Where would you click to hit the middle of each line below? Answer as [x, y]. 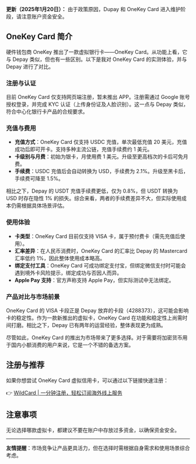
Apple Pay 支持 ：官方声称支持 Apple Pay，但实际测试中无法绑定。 [94, 280]
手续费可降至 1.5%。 [39, 178]
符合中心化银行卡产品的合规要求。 [47, 112]
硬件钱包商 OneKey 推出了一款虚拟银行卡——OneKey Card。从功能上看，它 [97, 51]
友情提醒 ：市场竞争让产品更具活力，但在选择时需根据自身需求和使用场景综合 [98, 448]
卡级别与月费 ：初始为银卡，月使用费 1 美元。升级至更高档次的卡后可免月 [101, 157]
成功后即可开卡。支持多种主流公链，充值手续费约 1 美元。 [83, 149]
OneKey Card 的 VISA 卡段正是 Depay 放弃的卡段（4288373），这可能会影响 [97, 310]
